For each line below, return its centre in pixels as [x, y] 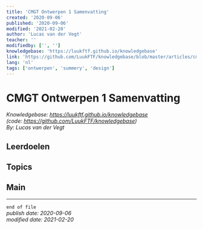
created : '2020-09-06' [35, 18]
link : [13, 57]
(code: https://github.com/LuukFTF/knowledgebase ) [72, 121]
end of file [21, 207]
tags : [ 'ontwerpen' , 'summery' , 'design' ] [60, 68]
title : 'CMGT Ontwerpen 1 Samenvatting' [58, 12]
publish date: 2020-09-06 [39, 213]
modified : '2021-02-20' [36, 29]
